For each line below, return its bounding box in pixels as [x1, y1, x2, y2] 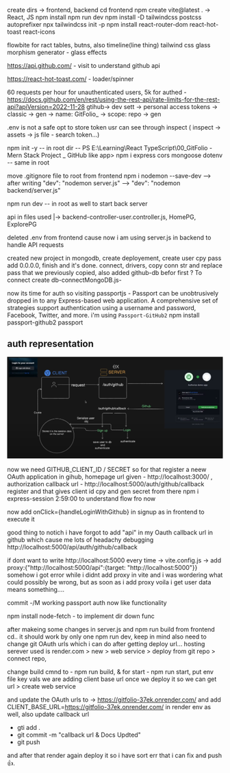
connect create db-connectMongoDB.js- [7, 276, 122, 284]
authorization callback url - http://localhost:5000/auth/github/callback [7, 479, 205, 488]
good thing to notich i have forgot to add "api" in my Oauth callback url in [7, 528, 214, 536]
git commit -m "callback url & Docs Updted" [16, 730, 142, 739]
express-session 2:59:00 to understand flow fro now [7, 494, 156, 503]
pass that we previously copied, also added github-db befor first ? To [7, 269, 203, 276]
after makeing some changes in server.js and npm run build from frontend [7, 625, 216, 633]
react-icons [23, 27, 56, 36]
